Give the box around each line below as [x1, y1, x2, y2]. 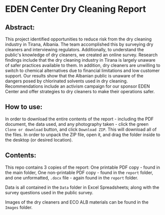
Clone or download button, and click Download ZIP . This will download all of [5, 126, 157, 132]
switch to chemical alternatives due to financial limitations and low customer [5, 68, 160, 73]
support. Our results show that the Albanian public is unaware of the [5, 73, 144, 78]
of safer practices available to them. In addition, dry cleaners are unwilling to [5, 63, 161, 68]
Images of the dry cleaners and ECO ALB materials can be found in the [5, 199, 149, 205]
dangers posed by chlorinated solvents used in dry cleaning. [5, 78, 128, 84]
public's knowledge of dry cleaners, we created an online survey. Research [5, 52, 158, 58]
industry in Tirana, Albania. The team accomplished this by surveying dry [5, 41, 154, 47]
